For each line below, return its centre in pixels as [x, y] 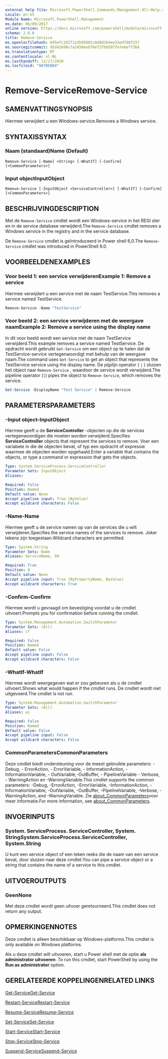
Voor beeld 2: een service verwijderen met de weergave [74, 321]
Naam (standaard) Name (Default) [47, 151]
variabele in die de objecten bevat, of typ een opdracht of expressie [75, 447]
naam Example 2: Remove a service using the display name [78, 327]
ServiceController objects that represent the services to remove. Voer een [82, 441]
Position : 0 [17, 570]
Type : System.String [27, 547]
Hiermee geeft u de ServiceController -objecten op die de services [75, 431]
